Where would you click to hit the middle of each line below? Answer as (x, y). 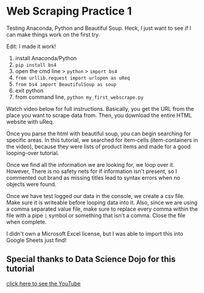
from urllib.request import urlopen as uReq (72, 78)
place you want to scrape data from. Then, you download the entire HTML (99, 115)
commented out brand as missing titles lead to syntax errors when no (93, 177)
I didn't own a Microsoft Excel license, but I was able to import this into (95, 233)
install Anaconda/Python (46, 58)
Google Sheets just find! (37, 240)
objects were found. (31, 184)
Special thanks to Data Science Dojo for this (91, 259)
